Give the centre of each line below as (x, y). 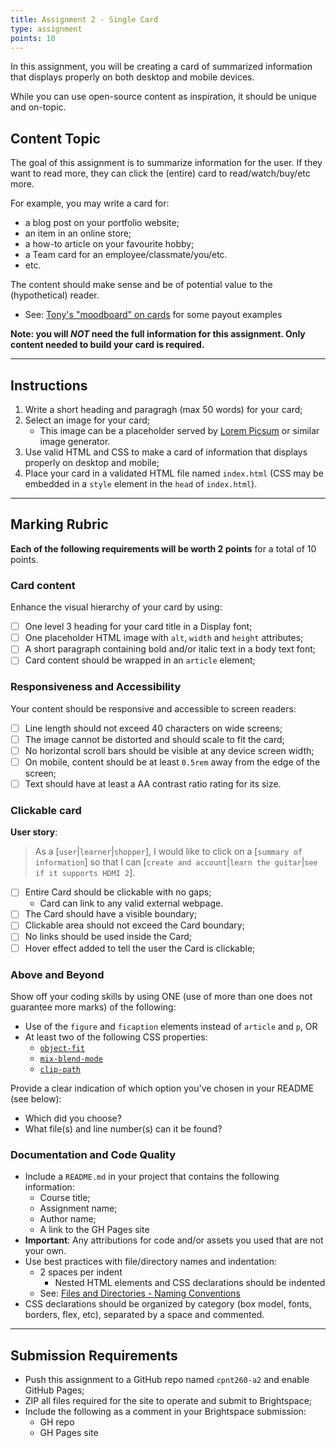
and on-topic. (38, 107)
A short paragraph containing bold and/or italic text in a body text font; (170, 649)
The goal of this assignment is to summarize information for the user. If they (166, 163)
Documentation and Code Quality (93, 1154)
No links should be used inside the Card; (108, 937)
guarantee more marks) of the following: (93, 1007)
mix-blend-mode (71, 1059)
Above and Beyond (57, 974)
